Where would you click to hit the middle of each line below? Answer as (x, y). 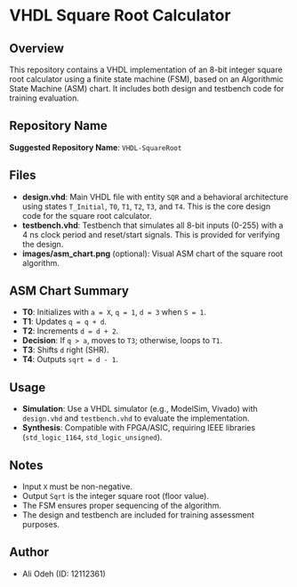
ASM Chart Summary (69, 291)
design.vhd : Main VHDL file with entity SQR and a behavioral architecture (155, 197)
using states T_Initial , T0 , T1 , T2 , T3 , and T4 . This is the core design (146, 206)
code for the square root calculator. (87, 215)
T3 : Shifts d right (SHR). (65, 350)
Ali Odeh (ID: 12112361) (64, 574)
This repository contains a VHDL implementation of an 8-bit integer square (146, 69)
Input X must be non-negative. (77, 486)
